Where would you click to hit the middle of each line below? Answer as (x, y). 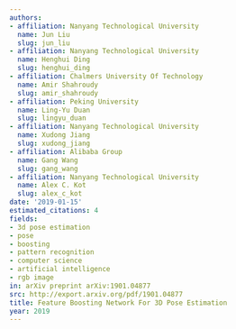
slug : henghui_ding (54, 69)
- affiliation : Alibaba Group (66, 151)
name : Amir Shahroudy (58, 85)
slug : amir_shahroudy (58, 93)
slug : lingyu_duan (52, 118)
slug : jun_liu (44, 43)
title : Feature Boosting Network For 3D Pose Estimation (118, 303)
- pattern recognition (52, 252)
